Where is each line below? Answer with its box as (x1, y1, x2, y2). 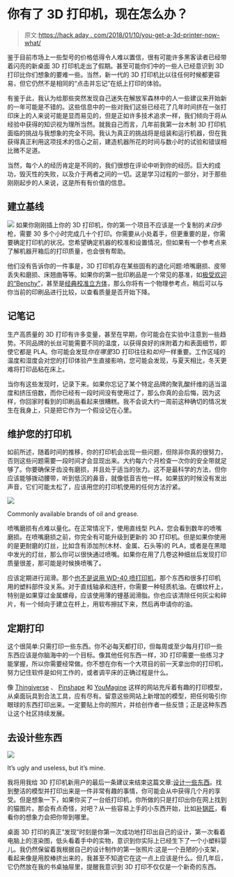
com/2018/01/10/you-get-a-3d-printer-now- (93, 31, 220, 39)
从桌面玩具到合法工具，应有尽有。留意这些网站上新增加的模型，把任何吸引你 (7, 692, 227, 701)
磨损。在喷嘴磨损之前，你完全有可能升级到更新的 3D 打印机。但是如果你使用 (7, 533, 226, 541)
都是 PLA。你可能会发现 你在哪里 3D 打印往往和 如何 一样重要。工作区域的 (19, 347, 226, 356)
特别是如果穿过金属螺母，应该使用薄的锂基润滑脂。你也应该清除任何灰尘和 (7, 591, 221, 600)
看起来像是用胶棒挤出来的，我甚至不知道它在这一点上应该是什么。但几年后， (7, 854, 227, 862)
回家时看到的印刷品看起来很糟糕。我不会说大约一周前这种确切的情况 (25, 397, 221, 405)
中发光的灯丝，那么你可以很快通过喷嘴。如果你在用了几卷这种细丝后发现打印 (7, 550, 227, 558)
